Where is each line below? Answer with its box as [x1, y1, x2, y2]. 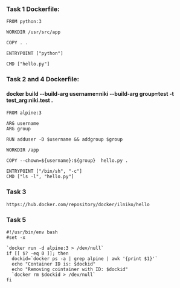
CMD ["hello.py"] [6, 61, 50, 67]
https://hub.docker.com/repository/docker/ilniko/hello [6, 201, 150, 207]
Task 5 [6, 215, 26, 224]
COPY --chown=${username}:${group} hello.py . [6, 158, 129, 164]
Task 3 [6, 187, 27, 196]
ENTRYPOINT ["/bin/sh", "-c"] [6, 169, 83, 175]
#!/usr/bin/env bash [6, 229, 59, 235]
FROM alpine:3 [6, 110, 42, 116]
